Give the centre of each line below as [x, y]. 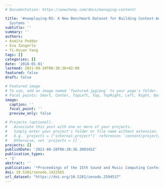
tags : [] [14, 55]
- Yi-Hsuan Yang [21, 50]
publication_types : [25, 154]
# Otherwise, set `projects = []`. [43, 140]
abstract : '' [18, 163]
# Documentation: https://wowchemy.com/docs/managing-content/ [71, 10]
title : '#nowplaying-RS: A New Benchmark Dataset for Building [71, 18]
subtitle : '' [18, 27]
